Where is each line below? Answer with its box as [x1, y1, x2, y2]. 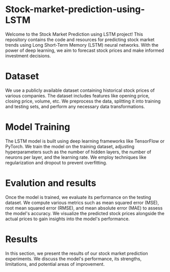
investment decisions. [5, 52, 51, 59]
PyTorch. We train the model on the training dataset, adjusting [5, 143, 134, 149]
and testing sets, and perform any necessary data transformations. [5, 103, 145, 110]
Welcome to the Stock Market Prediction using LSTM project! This [5, 31, 143, 37]
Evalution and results [5, 178, 96, 189]
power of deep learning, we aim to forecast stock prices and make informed [5, 47, 164, 53]
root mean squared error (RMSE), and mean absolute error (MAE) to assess [5, 205, 163, 211]
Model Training [5, 121, 70, 133]
